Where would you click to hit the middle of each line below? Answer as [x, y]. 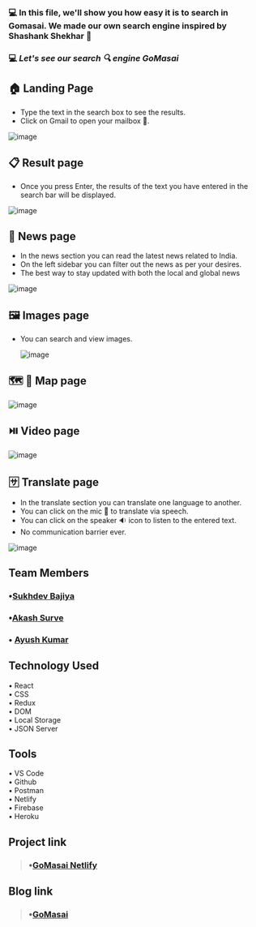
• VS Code [26, 774]
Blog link [31, 892]
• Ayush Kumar [38, 639]
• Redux [22, 702]
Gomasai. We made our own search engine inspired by [117, 25]
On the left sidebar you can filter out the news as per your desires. [130, 264]
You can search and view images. [76, 339]
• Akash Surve [36, 617]
